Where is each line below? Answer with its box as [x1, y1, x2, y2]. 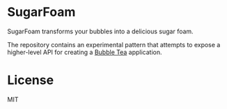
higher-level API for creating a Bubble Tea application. [7, 48, 162, 56]
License [7, 72, 54, 88]
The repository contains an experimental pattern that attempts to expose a [7, 40, 221, 49]
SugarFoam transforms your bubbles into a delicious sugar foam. [7, 27, 194, 35]
